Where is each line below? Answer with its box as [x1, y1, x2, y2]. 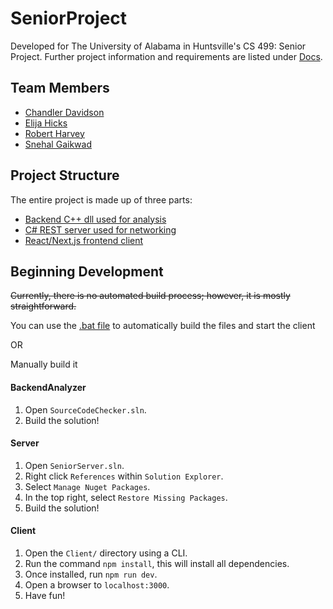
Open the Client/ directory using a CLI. [24, 547, 188, 559]
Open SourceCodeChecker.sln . [24, 403, 147, 416]
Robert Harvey [24, 127, 85, 139]
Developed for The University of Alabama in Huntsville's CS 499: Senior [10, 40, 307, 52]
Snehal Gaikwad [24, 138, 92, 150]
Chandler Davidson [24, 106, 105, 118]
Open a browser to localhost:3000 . [24, 578, 170, 591]
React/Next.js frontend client [24, 234, 144, 246]
